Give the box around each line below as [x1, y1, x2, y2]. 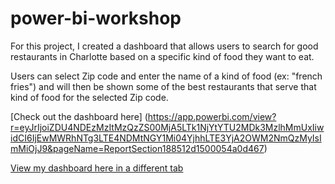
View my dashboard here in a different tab [10, 162, 184, 174]
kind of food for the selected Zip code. [10, 91, 169, 103]
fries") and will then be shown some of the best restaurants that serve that [10, 80, 317, 92]
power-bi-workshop [10, 7, 182, 30]
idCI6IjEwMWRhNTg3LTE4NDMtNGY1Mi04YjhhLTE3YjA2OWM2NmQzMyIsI [10, 132, 322, 144]
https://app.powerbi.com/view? [147, 110, 277, 122]
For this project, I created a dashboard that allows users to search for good [10, 40, 319, 52]
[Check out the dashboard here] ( [10, 110, 148, 122]
